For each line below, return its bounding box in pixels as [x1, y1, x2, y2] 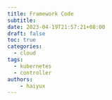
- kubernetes [13, 63, 52, 70]
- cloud [13, 50, 37, 57]
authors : [7, 75, 33, 83]
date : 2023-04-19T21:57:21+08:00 [7, 23, 106, 30]
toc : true [7, 37, 37, 44]
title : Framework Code [7, 10, 74, 18]
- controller [13, 69, 52, 76]
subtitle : [7, 17, 37, 24]
